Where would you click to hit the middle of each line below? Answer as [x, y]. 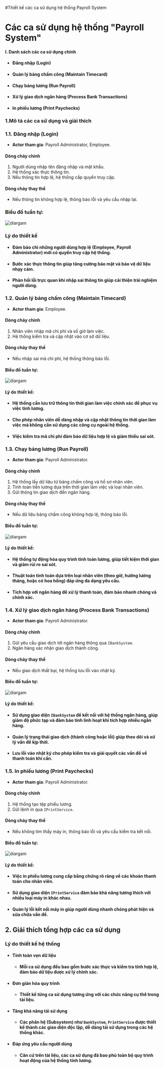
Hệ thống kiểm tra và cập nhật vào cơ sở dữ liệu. [61, 336]
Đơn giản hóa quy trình [36, 983]
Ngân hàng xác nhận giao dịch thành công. [56, 648]
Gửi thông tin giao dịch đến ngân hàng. [51, 492]
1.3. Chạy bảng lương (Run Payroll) [47, 449]
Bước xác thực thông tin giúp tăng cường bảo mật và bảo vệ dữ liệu [81, 264]
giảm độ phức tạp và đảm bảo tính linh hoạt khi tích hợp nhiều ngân [82, 720]
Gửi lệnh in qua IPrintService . [43, 809]
